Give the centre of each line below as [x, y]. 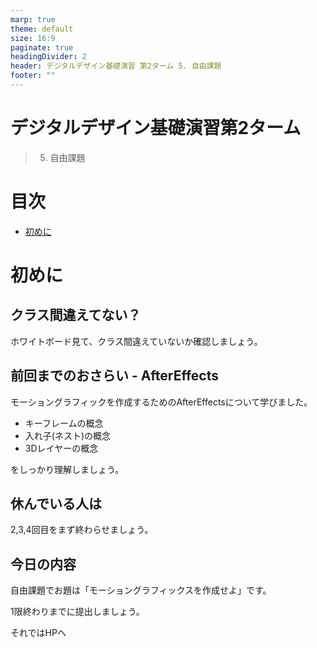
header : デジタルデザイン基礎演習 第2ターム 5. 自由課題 [116, 66]
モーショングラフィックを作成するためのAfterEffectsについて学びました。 [161, 402]
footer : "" [33, 76]
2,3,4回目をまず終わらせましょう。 [82, 530]
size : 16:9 [33, 38]
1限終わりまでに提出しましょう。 [77, 612]
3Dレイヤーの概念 [61, 448]
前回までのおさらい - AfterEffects [114, 376]
